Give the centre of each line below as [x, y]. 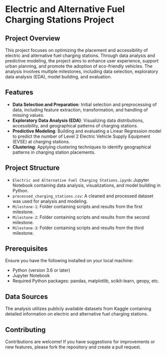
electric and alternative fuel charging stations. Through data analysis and [80, 55]
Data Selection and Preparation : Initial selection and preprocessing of [84, 104]
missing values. [28, 115]
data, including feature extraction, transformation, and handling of [80, 110]
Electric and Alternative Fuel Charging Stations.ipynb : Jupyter [81, 180]
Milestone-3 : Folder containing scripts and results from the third [78, 228]
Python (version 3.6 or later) [41, 270]
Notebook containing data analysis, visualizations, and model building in [86, 185]
